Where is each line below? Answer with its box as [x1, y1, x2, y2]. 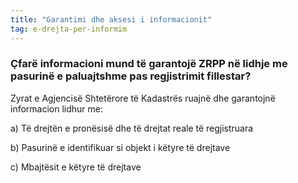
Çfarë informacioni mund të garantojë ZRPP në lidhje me [10, 57, 288, 71]
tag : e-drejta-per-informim [10, 24, 128, 34]
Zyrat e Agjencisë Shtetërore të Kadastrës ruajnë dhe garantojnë [10, 92, 276, 104]
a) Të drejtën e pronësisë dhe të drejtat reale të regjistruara [10, 122, 254, 134]
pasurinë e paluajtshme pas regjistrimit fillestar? [10, 69, 252, 83]
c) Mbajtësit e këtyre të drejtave [10, 161, 142, 173]
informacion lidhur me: [10, 102, 104, 115]
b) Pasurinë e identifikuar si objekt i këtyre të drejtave [10, 141, 231, 153]
